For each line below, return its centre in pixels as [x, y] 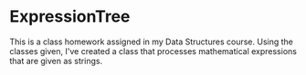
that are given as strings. [56, 61]
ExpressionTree [70, 17]
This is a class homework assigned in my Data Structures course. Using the [152, 42]
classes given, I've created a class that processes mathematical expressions [153, 51]
